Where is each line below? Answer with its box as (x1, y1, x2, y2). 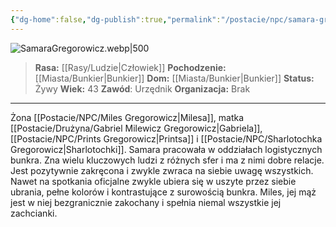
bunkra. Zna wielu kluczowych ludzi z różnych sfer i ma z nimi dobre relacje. (10, 154, 325, 166)
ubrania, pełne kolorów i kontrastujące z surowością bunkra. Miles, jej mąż (10, 186, 317, 198)
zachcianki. (10, 207, 58, 219)
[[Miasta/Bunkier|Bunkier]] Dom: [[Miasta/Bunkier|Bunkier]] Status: (34, 72, 315, 84)
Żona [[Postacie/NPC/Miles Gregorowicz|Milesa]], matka (10, 111, 245, 123)
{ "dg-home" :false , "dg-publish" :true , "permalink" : (10, 14, 222, 25)
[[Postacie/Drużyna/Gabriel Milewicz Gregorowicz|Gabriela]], (10, 122, 263, 134)
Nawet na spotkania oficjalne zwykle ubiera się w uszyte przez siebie (10, 175, 297, 187)
